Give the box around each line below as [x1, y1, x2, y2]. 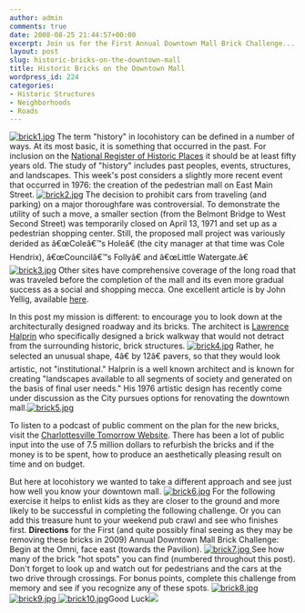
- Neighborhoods [9, 97, 71, 107]
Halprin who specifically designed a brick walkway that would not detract [9, 331, 285, 342]
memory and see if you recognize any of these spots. [9, 583, 209, 594]
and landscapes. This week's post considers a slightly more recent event [9, 170, 283, 181]
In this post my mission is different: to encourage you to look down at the [9, 311, 283, 323]
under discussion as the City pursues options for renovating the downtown [9, 393, 290, 404]
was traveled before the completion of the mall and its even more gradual [9, 275, 284, 286]
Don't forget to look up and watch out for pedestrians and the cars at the [9, 563, 282, 574]
